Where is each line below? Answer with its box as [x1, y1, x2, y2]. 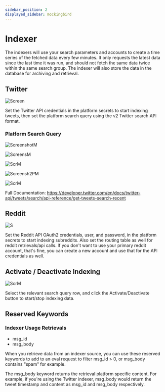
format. [5, 118, 20, 124]
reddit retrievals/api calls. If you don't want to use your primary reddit [5, 243, 147, 248]
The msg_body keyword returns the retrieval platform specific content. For [5, 371, 157, 377]
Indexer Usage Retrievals [5, 325, 67, 332]
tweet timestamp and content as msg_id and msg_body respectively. [5, 381, 145, 387]
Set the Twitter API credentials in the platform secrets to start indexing [5, 107, 148, 114]
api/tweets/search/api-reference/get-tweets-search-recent [5, 195, 126, 201]
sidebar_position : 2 [5, 7, 48, 12]
